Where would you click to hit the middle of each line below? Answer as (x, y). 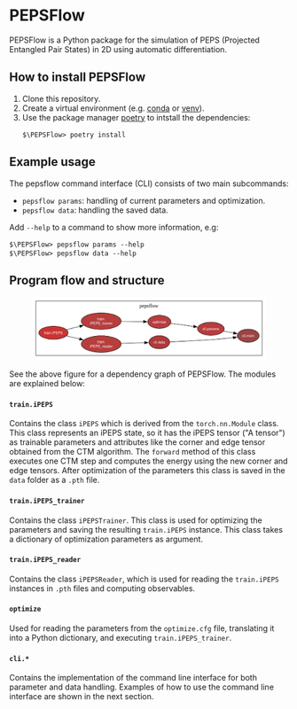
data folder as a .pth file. (55, 480)
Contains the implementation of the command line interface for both (133, 678)
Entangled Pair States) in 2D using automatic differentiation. (118, 49)
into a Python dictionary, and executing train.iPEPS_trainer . (121, 638)
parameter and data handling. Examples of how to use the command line (142, 687)
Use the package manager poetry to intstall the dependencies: (136, 117)
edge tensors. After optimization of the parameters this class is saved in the (147, 471)
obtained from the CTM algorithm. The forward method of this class (133, 452)
